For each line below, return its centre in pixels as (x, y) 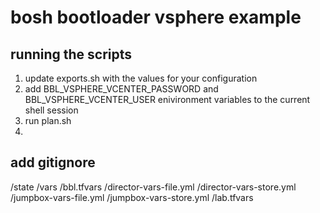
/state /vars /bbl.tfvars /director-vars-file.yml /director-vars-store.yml (153, 187)
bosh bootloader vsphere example (156, 17)
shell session (51, 110)
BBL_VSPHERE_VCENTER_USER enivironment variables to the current (167, 99)
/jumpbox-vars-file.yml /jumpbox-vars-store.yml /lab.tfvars (132, 197)
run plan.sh (48, 120)
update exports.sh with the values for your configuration (141, 78)
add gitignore (53, 162)
